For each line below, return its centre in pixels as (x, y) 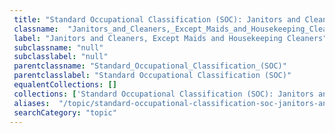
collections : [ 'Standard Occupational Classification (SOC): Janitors (163, 94)
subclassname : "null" (58, 47)
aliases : (32, 103)
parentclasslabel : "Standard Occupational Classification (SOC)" (152, 76)
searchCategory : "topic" (65, 112)
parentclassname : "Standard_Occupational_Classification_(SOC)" (150, 66)
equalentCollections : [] (65, 85)
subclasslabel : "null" (61, 57)
